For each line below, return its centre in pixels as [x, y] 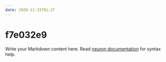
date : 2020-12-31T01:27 [30, 10]
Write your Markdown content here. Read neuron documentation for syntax [83, 49]
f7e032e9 [26, 35]
